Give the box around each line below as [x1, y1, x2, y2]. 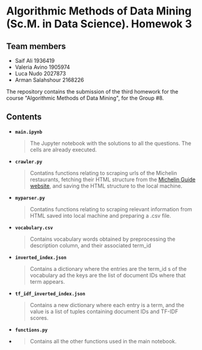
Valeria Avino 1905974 [14, 63, 70, 71]
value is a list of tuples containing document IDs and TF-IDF [29, 308, 179, 315]
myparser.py [14, 195, 45, 201]
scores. [29, 314, 49, 321]
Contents [6, 112, 42, 122]
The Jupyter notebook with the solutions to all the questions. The [29, 139, 191, 147]
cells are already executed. [29, 146, 97, 153]
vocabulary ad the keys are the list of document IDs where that [29, 272, 186, 279]
